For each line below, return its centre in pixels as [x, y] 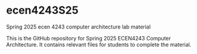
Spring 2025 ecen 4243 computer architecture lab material [78, 27]
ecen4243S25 [42, 10]
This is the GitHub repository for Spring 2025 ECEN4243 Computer [89, 38]
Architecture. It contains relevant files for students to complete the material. [99, 45]
